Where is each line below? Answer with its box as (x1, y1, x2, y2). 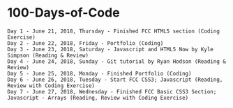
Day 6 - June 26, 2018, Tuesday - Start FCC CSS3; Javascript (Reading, (7, 76, 223, 83)
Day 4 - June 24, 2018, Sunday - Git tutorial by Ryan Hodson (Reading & (7, 57, 227, 65)
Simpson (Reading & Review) (7, 52, 89, 59)
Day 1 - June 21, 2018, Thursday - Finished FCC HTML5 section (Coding (7, 28, 220, 35)
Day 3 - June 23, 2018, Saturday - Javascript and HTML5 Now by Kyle (7, 46, 214, 53)
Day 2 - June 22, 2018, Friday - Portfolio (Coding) (7, 39, 164, 46)
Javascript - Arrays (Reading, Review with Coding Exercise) (7, 94, 189, 101)
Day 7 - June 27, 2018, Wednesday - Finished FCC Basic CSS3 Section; (7, 88, 217, 95)
